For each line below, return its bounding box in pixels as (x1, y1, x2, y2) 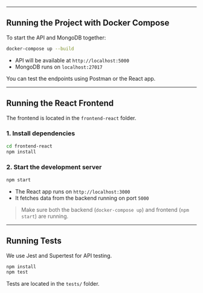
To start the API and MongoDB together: (6, 34, 106, 41)
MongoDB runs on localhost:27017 (14, 63, 103, 70)
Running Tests (6, 236, 62, 246)
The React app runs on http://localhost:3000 (14, 187, 130, 195)
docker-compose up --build (6, 45, 74, 52)
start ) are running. (21, 212, 69, 220)
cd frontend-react (6, 143, 53, 149)
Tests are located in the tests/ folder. (6, 280, 100, 288)
